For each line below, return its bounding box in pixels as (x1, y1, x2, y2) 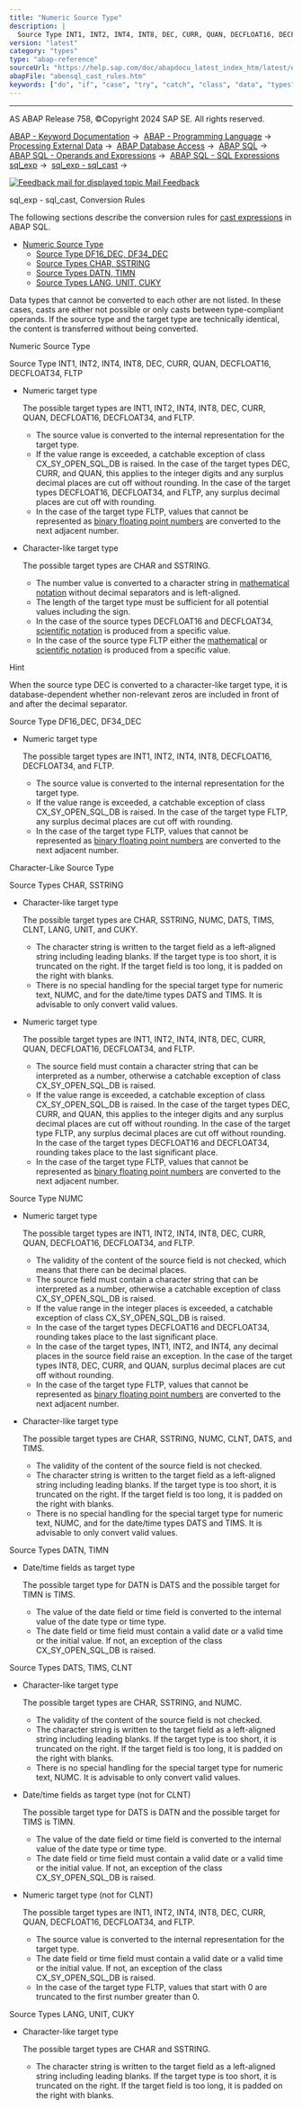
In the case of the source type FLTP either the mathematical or (35, 635, 268, 645)
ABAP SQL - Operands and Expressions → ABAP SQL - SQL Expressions (9, 149, 280, 160)
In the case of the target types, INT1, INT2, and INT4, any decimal (35, 1340, 279, 1351)
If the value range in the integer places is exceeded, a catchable (35, 1302, 274, 1313)
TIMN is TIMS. (22, 1589, 75, 1600)
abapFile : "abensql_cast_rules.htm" (9, 72, 147, 81)
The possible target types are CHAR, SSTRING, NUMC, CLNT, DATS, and (22, 1433, 292, 1444)
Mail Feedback (145, 176, 200, 187)
